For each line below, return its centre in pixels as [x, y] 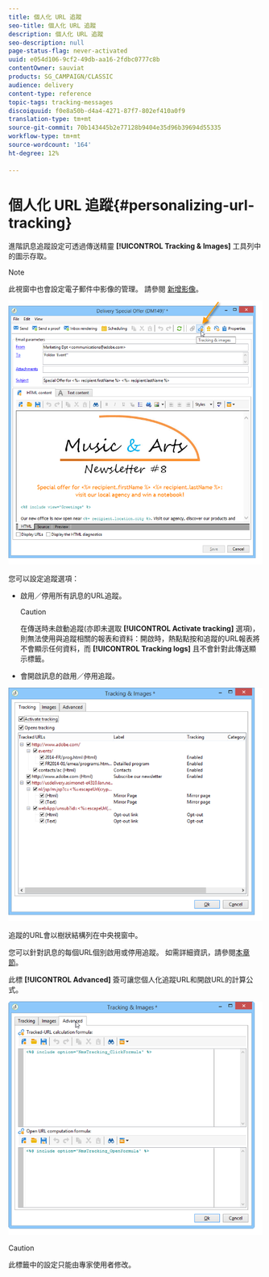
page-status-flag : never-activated [68, 51]
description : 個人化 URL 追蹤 [56, 34]
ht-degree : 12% [34, 153]
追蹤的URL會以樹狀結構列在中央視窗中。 [75, 936]
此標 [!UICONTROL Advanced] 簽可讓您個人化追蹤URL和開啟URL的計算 [128, 980]
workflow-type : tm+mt [45, 136]
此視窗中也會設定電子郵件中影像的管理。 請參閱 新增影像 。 [106, 289]
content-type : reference [50, 94]
